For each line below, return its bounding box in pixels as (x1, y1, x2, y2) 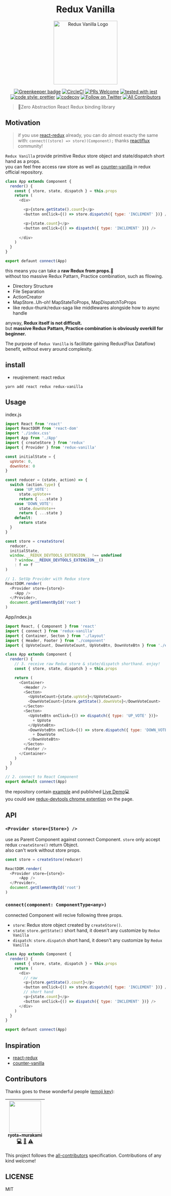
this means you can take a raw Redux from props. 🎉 (5, 267, 113, 273)
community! (17, 143, 43, 149)
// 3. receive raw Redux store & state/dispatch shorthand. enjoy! (14, 661, 160, 666)
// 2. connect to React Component (5, 774, 79, 780)
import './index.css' (5, 431, 51, 436)
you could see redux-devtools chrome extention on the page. (5, 796, 134, 802)
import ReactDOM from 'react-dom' (5, 426, 79, 431)
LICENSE (5, 1173, 34, 1181)
